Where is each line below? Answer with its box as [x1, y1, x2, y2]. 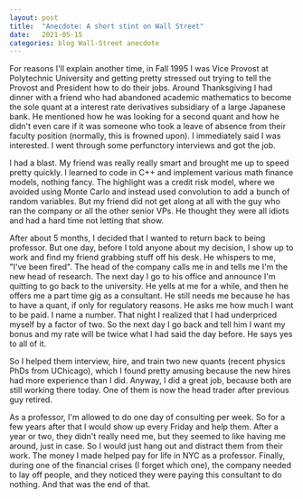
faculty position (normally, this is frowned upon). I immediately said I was [9, 130, 281, 141]
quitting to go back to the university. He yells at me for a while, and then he [9, 281, 289, 292]
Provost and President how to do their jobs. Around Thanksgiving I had [9, 82, 273, 93]
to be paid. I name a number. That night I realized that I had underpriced [9, 309, 278, 321]
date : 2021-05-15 [9, 30, 83, 39]
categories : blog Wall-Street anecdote [9, 38, 160, 48]
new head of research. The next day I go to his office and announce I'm [9, 271, 276, 282]
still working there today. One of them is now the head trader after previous [9, 385, 289, 396]
